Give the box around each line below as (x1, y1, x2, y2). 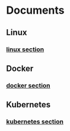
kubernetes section (6, 117, 64, 126)
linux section (6, 45, 44, 54)
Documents (6, 4, 65, 17)
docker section (6, 81, 50, 89)
